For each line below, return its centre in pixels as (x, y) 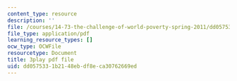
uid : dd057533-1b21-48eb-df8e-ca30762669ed (72, 66)
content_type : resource (42, 14)
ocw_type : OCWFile (34, 46)
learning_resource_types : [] (50, 40)
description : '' (31, 20)
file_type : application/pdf (49, 33)
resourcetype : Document (42, 54)
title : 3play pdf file (41, 60)
